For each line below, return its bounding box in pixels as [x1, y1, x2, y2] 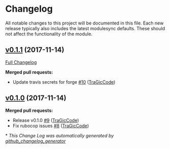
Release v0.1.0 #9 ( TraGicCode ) [12, 117, 79, 123]
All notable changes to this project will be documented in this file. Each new [5, 20, 164, 26]
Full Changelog [5, 59, 37, 65]
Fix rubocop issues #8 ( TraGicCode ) [12, 122, 89, 129]
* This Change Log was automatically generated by [5, 132, 114, 138]
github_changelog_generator [5, 138, 66, 144]
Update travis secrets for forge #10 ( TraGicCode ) [12, 79, 116, 85]
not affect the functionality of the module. [5, 31, 93, 37]
